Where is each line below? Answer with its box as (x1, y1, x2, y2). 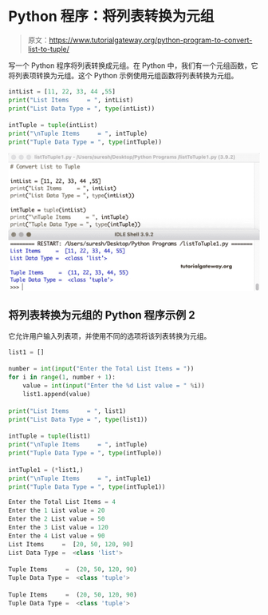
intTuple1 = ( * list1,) (8, 466, 84, 474)
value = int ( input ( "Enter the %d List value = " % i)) (22, 382, 205, 390)
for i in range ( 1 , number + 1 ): (8, 373, 116, 382)
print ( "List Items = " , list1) (8, 407, 127, 415)
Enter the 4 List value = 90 (8, 532, 105, 540)
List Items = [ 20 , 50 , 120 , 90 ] (8, 540, 134, 548)
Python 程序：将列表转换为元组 (8, 7, 215, 26)
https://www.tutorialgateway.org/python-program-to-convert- (49, 35, 253, 45)
